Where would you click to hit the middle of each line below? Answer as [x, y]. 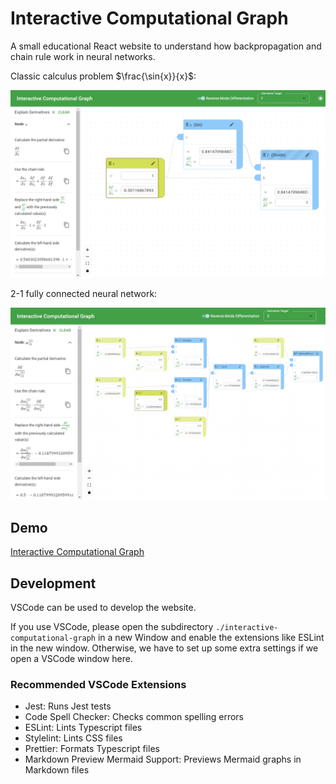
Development [53, 583]
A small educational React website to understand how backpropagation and [166, 46]
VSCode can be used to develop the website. [103, 607]
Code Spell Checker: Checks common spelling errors [134, 717]
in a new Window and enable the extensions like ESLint [211, 637]
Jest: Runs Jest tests [68, 706]
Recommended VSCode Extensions [98, 684]
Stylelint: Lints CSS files [73, 738]
